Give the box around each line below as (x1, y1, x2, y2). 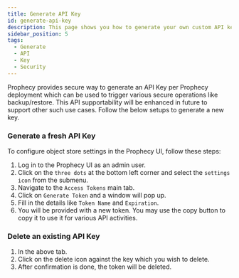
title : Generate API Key (7, 10, 81, 18)
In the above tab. (17, 247, 68, 256)
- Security (14, 63, 46, 70)
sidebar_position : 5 (7, 30, 69, 38)
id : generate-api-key (7, 17, 72, 24)
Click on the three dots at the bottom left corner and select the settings (17, 168, 230, 176)
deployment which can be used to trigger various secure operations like (7, 90, 218, 99)
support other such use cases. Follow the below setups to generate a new (7, 105, 224, 114)
